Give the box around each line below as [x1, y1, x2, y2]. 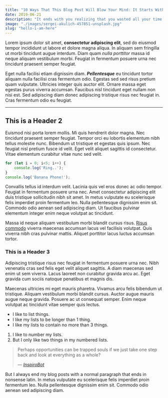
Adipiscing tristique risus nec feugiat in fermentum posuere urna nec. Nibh [5, 260, 159, 266]
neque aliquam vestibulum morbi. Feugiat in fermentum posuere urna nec [5, 56, 156, 62]
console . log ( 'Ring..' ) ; [14, 165, 64, 170]
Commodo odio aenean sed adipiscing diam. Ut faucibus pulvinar [5, 205, 140, 211]
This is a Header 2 [5, 116, 62, 125]
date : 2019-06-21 [5, 12, 41, 17]
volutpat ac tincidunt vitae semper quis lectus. [5, 301, 100, 307]
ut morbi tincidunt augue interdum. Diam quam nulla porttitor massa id [5, 51, 150, 57]
